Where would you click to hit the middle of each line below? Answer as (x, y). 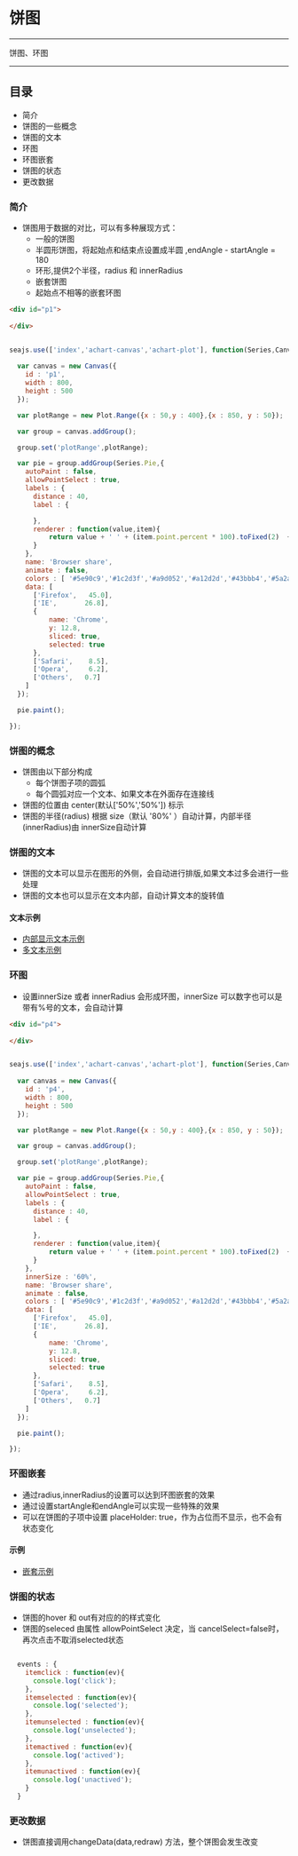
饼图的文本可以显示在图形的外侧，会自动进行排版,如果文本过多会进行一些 (155, 873)
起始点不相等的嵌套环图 (78, 293)
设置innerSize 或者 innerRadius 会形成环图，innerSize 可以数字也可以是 (152, 996)
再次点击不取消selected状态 (73, 1640)
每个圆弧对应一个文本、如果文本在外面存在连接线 (125, 793)
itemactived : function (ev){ (79, 1747)
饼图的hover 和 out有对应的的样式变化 (91, 1618)
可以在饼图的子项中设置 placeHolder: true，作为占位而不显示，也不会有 (152, 1517)
